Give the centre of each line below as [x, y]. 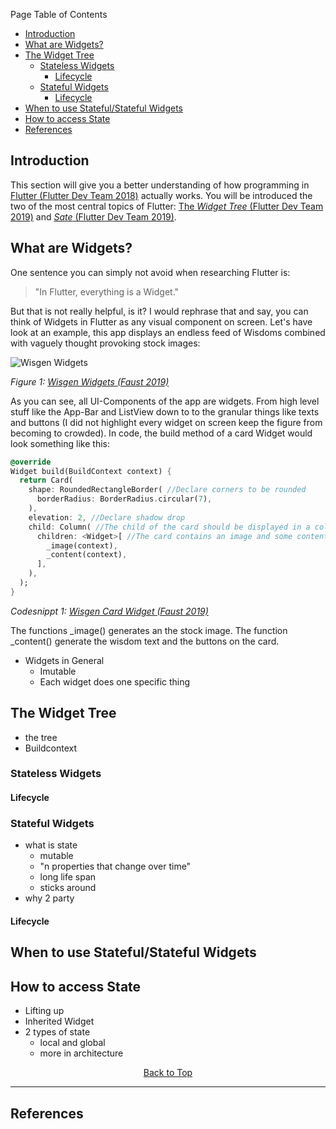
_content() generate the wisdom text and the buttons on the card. [145, 641]
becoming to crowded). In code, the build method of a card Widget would [161, 433]
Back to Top [168, 1073]
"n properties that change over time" [115, 866]
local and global [72, 1043]
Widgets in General [64, 660]
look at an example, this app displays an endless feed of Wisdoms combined [168, 332]
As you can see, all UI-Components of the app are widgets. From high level [165, 401]
